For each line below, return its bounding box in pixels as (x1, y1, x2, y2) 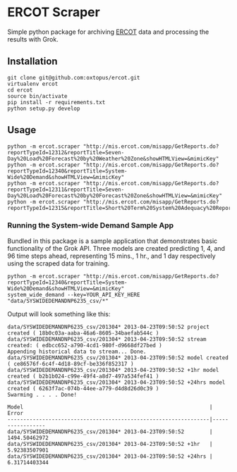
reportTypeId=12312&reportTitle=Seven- (7, 149, 125, 156)
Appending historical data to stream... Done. (7, 348, 147, 355)
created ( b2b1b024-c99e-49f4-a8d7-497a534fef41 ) (7, 373, 159, 380)
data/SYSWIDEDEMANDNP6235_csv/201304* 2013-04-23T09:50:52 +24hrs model (7, 378, 226, 386)
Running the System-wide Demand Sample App (7, 221, 174, 230)
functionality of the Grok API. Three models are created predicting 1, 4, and (7, 244, 226, 252)
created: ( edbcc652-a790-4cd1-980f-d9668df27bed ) (7, 342, 162, 349)
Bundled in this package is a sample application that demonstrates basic (7, 237, 218, 245)
